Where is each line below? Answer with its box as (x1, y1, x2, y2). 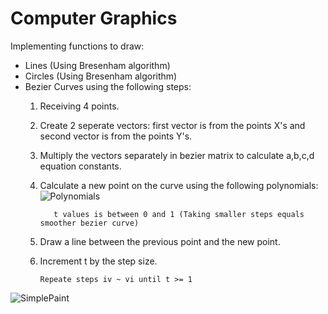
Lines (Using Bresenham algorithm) (24, 59, 171, 71)
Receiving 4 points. (39, 100, 120, 112)
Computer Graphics (10, 7, 178, 30)
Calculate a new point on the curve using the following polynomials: (39, 179, 319, 191)
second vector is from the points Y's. (39, 130, 193, 142)
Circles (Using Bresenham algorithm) (24, 70, 178, 82)
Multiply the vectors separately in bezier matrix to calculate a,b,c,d (39, 149, 315, 161)
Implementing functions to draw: (10, 40, 145, 52)
